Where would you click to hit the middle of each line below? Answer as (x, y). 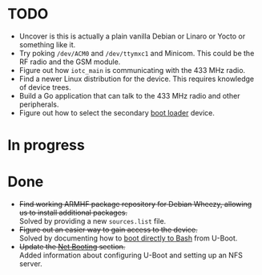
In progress (46, 146)
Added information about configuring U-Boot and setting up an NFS (131, 255)
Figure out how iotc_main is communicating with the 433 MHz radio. (132, 70)
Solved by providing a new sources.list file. (93, 221)
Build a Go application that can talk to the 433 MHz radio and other (129, 95)
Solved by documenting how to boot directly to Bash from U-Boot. (128, 238)
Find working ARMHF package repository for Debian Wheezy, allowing (135, 204)
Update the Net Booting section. (72, 247)
